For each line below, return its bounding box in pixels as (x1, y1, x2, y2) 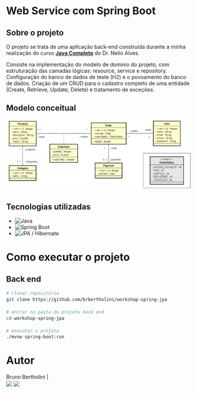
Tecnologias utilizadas (6, 202, 91, 212)
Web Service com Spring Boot (6, 4, 156, 18)
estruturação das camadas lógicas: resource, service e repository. (6, 67, 168, 74)
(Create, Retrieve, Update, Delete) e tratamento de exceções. (6, 86, 155, 93)
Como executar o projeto (6, 251, 130, 264)
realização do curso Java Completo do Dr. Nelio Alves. (6, 50, 140, 57)
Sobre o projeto (6, 28, 64, 38)
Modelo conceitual (6, 103, 77, 113)
